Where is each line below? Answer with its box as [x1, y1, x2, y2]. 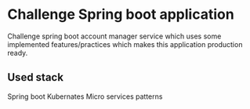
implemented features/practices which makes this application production [7, 39, 243, 49]
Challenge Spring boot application [7, 5, 234, 24]
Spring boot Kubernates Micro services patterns [7, 92, 163, 101]
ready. [7, 48, 28, 57]
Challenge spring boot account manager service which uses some [7, 31, 222, 41]
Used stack [7, 71, 64, 84]
